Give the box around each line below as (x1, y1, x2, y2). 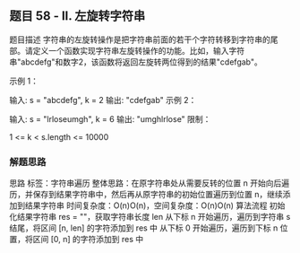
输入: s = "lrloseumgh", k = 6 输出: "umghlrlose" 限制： (9, 113, 211, 124)
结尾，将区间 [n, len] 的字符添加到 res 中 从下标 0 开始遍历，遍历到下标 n (9, 222, 279, 233)
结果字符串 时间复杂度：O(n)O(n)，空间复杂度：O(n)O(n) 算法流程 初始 (24, 200, 286, 211)
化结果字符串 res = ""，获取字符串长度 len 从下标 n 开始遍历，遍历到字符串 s (9, 212, 291, 222)
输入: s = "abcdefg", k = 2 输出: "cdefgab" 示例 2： (9, 94, 197, 105)
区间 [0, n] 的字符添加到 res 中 (32, 234, 144, 245)
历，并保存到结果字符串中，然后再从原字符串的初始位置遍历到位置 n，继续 (9, 189, 284, 200)
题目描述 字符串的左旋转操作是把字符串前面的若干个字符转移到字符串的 (9, 34, 270, 45)
